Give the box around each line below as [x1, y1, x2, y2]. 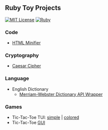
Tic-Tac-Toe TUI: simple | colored [12, 114, 79, 120]
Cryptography [5, 52, 39, 59]
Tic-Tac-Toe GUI [12, 120, 45, 125]
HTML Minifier [12, 40, 41, 46]
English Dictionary [12, 86, 48, 92]
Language [5, 75, 30, 82]
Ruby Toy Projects [5, 4, 62, 12]
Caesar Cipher [12, 63, 41, 69]
